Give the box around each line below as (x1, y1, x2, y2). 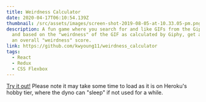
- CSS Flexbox (12, 65, 48, 72)
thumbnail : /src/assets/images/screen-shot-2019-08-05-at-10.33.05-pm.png (6, 20, 202, 26)
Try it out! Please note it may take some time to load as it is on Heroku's (6, 82, 187, 90)
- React (12, 54, 32, 60)
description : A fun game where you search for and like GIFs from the (6, 26, 191, 32)
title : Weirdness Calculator (6, 9, 81, 15)
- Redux (12, 60, 32, 66)
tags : (6, 49, 20, 55)
